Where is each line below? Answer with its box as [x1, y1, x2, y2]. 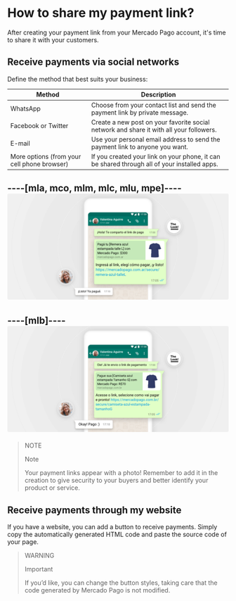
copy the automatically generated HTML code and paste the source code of [7, 530, 227, 539]
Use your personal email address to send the [91, 135, 221, 144]
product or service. [24, 483, 81, 492]
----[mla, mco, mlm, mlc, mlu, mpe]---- [7, 182, 182, 194]
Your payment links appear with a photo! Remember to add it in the [24, 469, 218, 477]
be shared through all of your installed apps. [91, 160, 218, 168]
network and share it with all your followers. [91, 125, 217, 134]
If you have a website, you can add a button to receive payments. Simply [7, 523, 218, 531]
